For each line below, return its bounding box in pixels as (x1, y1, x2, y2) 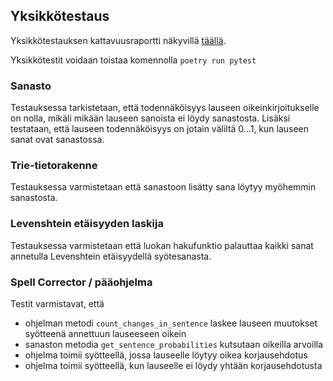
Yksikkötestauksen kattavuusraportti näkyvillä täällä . (10, 34, 227, 46)
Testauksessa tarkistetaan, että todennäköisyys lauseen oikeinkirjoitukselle (10, 102, 320, 114)
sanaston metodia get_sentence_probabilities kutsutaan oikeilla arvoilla (24, 339, 324, 350)
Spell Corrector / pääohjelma (10, 275, 153, 289)
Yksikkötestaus (10, 8, 110, 25)
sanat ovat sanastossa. (10, 134, 105, 146)
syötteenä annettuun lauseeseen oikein (24, 328, 187, 339)
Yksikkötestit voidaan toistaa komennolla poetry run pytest (10, 54, 257, 66)
